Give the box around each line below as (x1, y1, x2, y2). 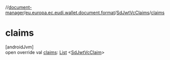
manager (5, 10, 24, 16)
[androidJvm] (5, 44, 34, 50)
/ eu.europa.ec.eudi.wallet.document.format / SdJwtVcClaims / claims (23, 10, 165, 16)
